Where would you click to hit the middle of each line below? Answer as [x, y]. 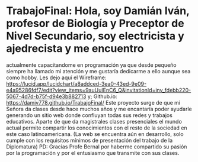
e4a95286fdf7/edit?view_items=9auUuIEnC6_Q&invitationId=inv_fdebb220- [99, 90]
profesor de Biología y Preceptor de [95, 23]
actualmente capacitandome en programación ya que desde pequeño [91, 65]
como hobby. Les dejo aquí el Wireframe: [56, 77]
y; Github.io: [102, 96]
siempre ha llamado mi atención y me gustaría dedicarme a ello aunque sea [98, 71]
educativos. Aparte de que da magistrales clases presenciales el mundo [94, 121]
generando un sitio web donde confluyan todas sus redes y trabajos [90, 115]
